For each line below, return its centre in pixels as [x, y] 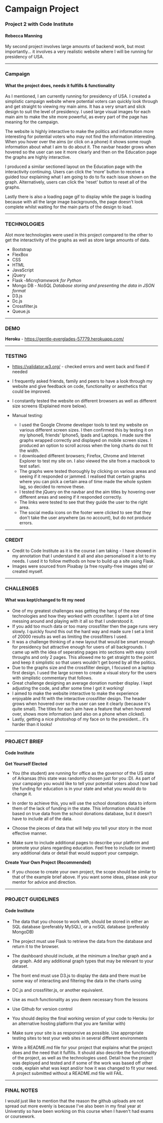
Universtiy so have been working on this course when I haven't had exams [79, 1111]
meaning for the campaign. [32, 122]
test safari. [30, 466]
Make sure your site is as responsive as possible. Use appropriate [78, 1033]
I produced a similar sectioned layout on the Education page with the [73, 167]
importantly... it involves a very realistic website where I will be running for [79, 51]
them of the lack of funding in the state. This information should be [79, 808]
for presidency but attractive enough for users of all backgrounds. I [79, 647]
